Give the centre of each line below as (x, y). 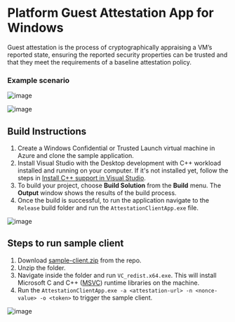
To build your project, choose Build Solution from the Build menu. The (119, 186)
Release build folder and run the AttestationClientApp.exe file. (108, 208)
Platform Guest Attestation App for (110, 13)
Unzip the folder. (41, 267)
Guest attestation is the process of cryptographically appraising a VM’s (110, 47)
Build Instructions (47, 131)
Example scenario (39, 80)
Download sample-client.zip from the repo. (79, 260)
